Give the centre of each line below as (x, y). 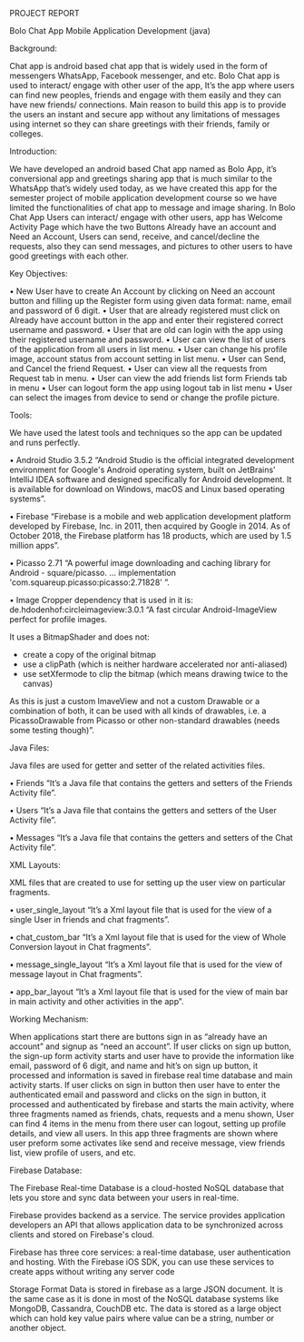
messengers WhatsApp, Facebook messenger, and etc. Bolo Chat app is (145, 76)
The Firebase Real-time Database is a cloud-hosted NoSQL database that (147, 1188)
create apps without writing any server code (92, 1271)
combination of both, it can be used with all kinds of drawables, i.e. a (138, 711)
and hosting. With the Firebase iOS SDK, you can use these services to (142, 1262)
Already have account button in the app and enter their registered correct (147, 320)
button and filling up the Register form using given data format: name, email (151, 301)
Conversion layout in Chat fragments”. (80, 947)
